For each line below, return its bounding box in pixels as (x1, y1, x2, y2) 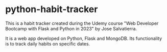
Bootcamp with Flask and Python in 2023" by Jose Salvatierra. (5, 25, 137, 31)
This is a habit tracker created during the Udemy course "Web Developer (5, 20, 159, 26)
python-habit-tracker (5, 4, 98, 15)
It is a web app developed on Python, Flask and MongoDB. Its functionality (5, 35, 162, 41)
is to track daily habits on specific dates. (5, 40, 90, 46)
